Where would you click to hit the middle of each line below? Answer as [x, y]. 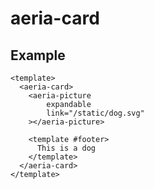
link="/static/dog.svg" [95, 113]
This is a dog [66, 148]
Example [38, 55]
